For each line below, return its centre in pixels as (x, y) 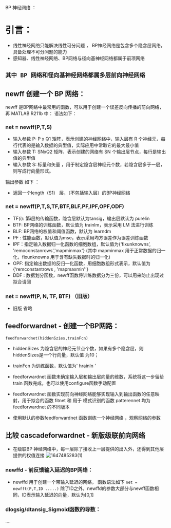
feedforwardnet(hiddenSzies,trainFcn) (47, 338)
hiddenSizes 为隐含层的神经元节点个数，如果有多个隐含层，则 (78, 348)
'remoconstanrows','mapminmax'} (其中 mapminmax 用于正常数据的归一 (89, 250)
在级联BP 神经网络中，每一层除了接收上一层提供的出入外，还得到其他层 (88, 449)
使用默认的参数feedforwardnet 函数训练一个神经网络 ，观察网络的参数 (87, 418)
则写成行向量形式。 (33, 171)
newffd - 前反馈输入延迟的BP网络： (49, 470)
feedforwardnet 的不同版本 (41, 407)
